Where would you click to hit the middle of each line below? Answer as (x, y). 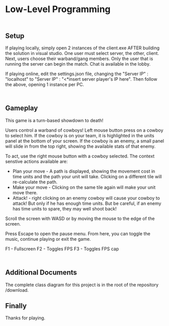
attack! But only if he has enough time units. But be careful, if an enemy (87, 203)
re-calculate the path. (35, 182)
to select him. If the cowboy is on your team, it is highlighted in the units (80, 135)
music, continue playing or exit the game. (48, 239)
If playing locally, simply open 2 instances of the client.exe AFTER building (82, 48)
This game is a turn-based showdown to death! (54, 120)
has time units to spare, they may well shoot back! (65, 208)
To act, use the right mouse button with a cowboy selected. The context (80, 156)
